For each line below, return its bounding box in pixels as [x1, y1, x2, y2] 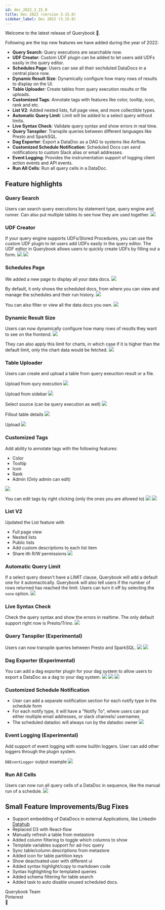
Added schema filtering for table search [12, 874, 94, 880]
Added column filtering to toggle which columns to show [12, 837, 127, 843]
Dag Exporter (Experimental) [5, 657, 76, 664]
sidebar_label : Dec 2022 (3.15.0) [5, 16, 77, 21]
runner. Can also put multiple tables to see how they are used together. [5, 212, 150, 218]
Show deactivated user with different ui [12, 858, 92, 864]
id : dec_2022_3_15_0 [5, 7, 48, 12]
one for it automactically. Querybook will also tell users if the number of [5, 580, 151, 585]
